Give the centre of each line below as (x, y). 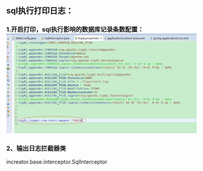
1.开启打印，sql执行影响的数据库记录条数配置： (75, 30)
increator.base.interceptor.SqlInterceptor (57, 161)
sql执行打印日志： (40, 11)
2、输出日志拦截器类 (36, 148)
